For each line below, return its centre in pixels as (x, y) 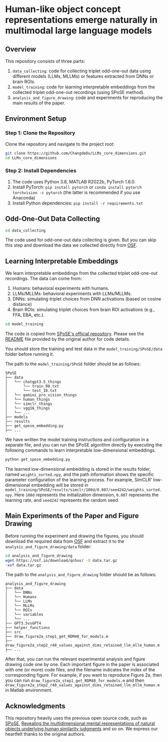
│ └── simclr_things (29, 404)
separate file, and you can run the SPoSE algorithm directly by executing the (84, 445)
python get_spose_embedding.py (38, 460)
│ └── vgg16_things (28, 408)
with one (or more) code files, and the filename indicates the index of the (80, 670)
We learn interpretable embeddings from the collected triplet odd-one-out (81, 273)
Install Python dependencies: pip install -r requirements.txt (78, 203)
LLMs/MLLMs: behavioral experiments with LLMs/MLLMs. (72, 294)
